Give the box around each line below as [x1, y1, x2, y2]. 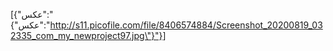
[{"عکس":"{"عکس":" [10, 9, 54, 31]
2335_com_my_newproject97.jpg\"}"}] [10, 30, 167, 41]
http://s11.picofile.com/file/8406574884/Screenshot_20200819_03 [49, 19, 323, 31]
